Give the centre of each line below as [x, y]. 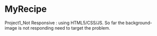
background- [139, 23]
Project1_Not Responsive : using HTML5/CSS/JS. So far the [65, 23]
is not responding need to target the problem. [64, 28]
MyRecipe [26, 9]
